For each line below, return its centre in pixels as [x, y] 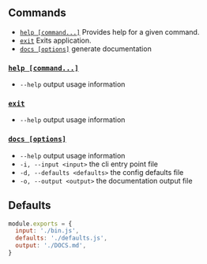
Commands [38, 13]
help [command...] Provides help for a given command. [109, 32]
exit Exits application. [56, 40]
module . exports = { [40, 224]
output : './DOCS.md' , [51, 246]
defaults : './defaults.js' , [62, 238]
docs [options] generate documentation [85, 48]
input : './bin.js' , [47, 231]
